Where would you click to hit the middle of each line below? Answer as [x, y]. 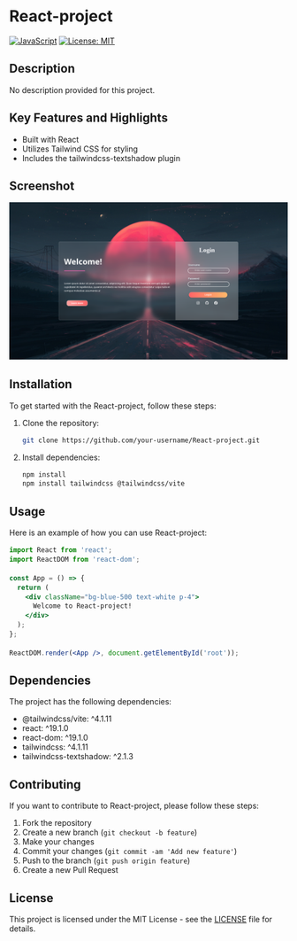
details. [23, 929]
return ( [33, 587]
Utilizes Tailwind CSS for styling [80, 149]
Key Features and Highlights [88, 118]
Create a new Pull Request [70, 870]
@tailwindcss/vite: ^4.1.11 [67, 719]
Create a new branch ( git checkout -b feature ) [110, 832]
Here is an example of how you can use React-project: [108, 533]
